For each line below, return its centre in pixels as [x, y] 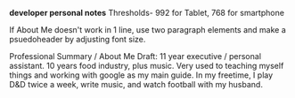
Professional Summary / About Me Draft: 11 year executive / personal [135, 56]
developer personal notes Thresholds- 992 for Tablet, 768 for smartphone [147, 13]
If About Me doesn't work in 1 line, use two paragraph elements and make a [148, 30]
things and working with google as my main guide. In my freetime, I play [141, 75]
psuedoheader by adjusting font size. [78, 39]
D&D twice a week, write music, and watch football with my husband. [136, 84]
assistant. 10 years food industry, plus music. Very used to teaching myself [147, 66]
